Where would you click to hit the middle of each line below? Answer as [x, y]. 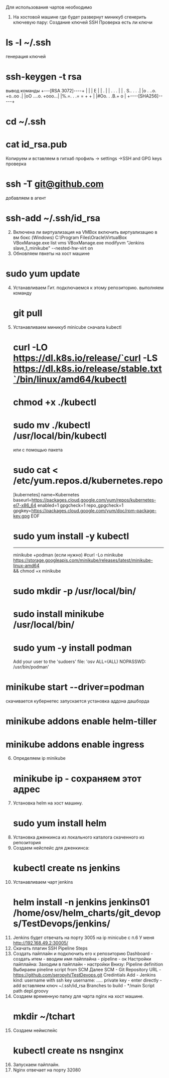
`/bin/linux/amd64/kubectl [70, 379]
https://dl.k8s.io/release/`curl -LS [85, 358]
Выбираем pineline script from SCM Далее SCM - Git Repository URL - [87, 970]
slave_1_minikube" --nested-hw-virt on [53, 248]
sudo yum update [43, 274]
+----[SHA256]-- [145, 96]
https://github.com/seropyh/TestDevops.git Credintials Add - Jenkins [84, 975]
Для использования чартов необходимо [49, 7]
